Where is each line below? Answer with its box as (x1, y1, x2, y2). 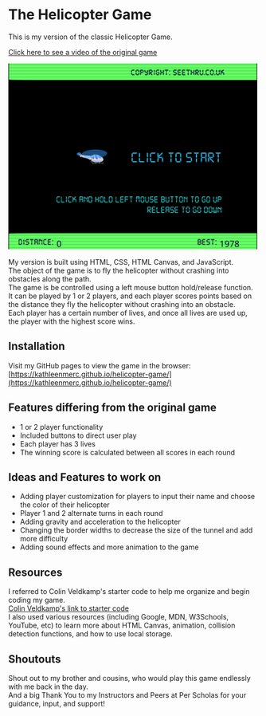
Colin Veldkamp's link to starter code (8, 604, 130, 613)
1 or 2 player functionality (19, 422, 104, 431)
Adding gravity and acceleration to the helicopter (19, 517, 181, 527)
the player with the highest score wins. (8, 317, 135, 326)
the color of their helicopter (19, 500, 110, 509)
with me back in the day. (8, 682, 89, 691)
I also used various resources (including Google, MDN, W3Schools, (8, 612, 229, 622)
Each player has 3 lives (19, 439, 96, 448)
